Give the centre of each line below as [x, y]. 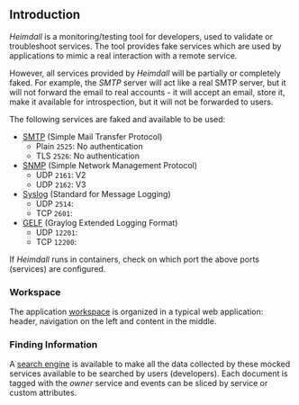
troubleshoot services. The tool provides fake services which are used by [145, 46]
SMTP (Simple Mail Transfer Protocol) [92, 136]
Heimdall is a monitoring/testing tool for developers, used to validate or [141, 36]
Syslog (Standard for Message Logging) [96, 193]
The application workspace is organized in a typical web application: [136, 312]
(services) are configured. [58, 268]
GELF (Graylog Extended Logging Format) [100, 222]
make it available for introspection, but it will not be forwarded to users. [141, 102]
